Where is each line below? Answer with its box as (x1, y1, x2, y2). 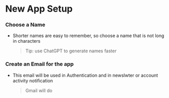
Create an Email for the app (5, 60, 74, 68)
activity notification (12, 77, 53, 84)
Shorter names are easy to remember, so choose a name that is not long (12, 32, 164, 39)
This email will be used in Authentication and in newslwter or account (12, 72, 158, 78)
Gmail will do (25, 87, 52, 93)
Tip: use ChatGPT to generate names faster (25, 48, 117, 54)
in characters (12, 38, 41, 44)
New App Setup (5, 3, 73, 15)
